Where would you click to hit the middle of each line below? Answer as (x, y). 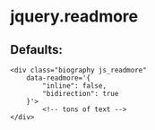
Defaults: (37, 50)
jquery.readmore (74, 17)
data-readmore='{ (59, 78)
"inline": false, (74, 86)
